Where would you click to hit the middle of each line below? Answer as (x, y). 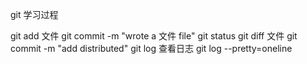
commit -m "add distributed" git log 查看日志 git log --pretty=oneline (151, 48)
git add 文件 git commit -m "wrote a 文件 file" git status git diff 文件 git (154, 36)
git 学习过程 (34, 14)
